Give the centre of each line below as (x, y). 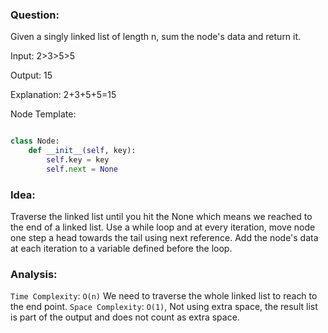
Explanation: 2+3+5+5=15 (63, 95)
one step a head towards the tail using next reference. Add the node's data (164, 238)
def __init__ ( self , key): (82, 151)
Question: (35, 15)
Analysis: (34, 275)
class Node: (35, 141)
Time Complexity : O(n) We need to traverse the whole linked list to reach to (164, 296)
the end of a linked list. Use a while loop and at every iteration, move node (163, 227)
